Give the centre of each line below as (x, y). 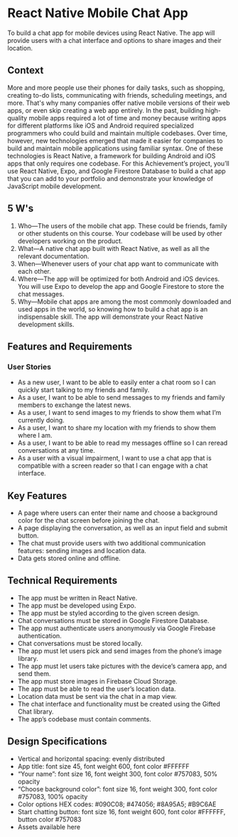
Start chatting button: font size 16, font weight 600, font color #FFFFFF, (121, 811)
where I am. (35, 436)
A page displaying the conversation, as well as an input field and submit (123, 528)
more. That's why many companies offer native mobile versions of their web (119, 103)
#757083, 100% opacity (53, 796)
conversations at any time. (56, 451)
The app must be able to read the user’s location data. (97, 689)
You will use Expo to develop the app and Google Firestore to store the (121, 286)
